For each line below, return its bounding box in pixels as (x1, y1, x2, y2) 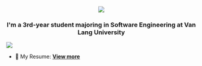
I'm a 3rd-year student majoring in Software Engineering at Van (7, 21, 196, 29)
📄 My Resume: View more (14, 53, 80, 60)
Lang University (77, 28, 125, 37)
